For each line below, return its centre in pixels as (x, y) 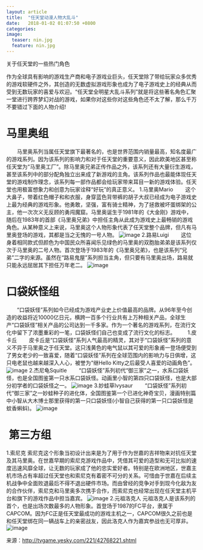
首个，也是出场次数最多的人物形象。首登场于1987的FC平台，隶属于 (90, 506)
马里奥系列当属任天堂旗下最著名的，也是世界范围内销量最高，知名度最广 (107, 151)
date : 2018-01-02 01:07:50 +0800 (51, 23)
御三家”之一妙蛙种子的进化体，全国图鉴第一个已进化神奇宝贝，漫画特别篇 (105, 393)
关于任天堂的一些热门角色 (38, 64)
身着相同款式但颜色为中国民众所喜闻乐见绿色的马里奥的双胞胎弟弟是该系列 (99, 242)
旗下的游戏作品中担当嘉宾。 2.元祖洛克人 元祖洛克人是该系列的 (106, 498)
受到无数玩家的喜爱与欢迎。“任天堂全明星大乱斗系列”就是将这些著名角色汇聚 (101, 91)
